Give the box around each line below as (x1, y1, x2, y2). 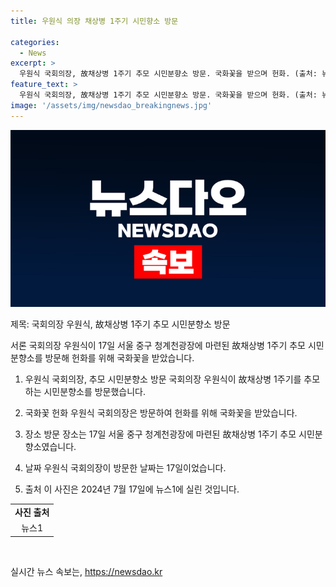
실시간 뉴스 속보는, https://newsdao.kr (10, 565, 163, 577)
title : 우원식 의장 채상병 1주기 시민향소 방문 (10, 16, 179, 26)
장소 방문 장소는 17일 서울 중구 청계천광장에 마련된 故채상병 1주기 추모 (24, 428, 297, 440)
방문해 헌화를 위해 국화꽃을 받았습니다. (44, 352, 195, 364)
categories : (10, 37, 60, 47)
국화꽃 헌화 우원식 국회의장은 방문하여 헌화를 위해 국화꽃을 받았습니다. (24, 407, 298, 419)
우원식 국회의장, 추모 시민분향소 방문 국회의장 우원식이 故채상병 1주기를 (24, 373, 302, 385)
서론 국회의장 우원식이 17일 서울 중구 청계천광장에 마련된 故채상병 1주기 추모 (10, 340, 306, 352)
